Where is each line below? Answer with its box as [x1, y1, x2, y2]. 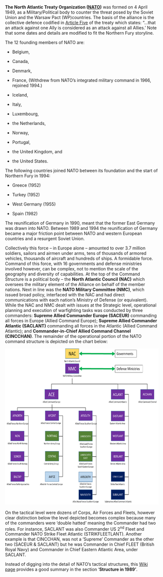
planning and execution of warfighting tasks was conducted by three [5, 308, 143, 313]
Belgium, [12, 49, 30, 55]
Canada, [12, 59, 29, 64]
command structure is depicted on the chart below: [5, 339, 108, 344]
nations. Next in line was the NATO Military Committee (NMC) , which [5, 287, 145, 292]
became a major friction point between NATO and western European [5, 230, 143, 236]
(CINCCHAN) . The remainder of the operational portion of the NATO [5, 333, 142, 339]
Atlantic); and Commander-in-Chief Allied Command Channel [5, 328, 131, 334]
